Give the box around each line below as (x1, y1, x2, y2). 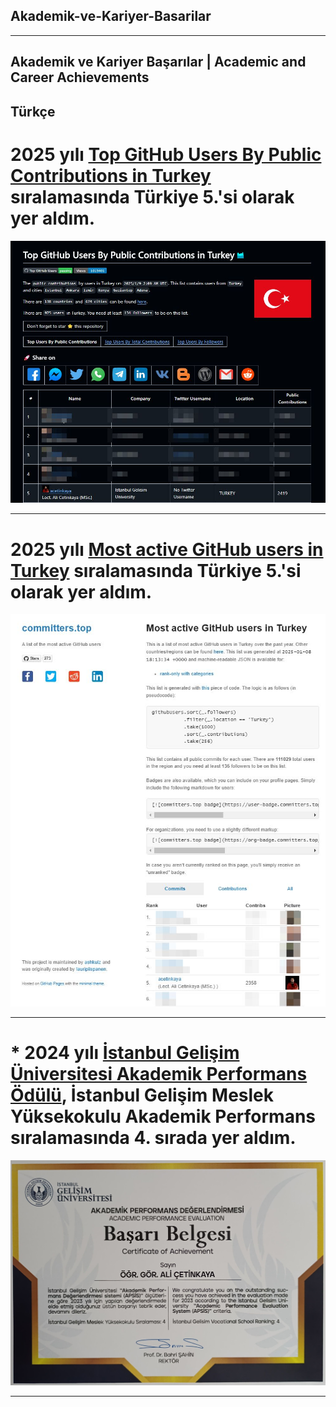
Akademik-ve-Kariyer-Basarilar (10, 8, 212, 25)
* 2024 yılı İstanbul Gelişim (10, 1042, 240, 1064)
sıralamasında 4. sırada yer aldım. (10, 1127, 297, 1149)
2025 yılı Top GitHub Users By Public (10, 143, 322, 166)
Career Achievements (10, 69, 150, 86)
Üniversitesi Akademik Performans (10, 1063, 308, 1086)
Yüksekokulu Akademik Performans (10, 1105, 317, 1128)
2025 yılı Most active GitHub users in (10, 538, 324, 561)
